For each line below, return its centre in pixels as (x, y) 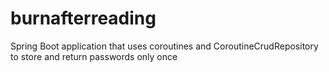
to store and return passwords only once (94, 56)
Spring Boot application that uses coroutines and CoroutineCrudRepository (164, 46)
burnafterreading (83, 18)
